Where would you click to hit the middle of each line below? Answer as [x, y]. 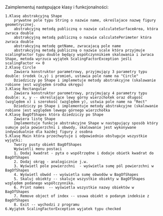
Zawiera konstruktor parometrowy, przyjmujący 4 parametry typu [81, 93]
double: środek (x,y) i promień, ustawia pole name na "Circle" [72, 76]
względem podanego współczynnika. [40, 183]
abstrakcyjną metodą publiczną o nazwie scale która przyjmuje [80, 50]
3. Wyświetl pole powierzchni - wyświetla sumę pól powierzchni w [84, 166]
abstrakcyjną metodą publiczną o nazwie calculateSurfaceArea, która [86, 29]
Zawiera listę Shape [35, 119]
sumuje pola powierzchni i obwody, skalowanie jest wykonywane [71, 127]
